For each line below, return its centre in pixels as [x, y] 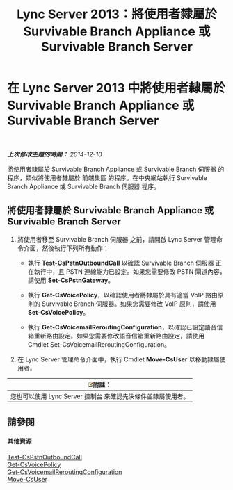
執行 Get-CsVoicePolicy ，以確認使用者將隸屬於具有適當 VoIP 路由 [122, 295]
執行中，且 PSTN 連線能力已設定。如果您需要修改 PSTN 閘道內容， [130, 271]
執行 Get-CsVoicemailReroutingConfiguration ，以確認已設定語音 [122, 327]
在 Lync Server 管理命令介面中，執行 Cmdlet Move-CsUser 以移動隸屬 [119, 359]
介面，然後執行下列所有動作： [66, 248]
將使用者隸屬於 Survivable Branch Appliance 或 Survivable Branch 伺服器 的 [116, 169]
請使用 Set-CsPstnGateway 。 [71, 280]
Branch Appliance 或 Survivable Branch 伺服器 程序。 [83, 186]
